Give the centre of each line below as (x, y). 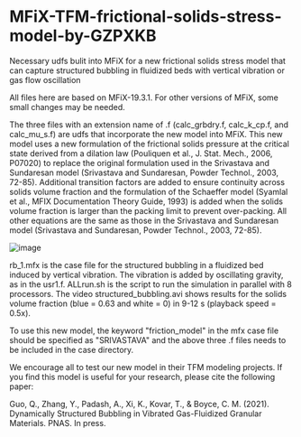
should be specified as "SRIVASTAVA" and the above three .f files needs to (148, 339)
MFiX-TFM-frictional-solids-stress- (146, 17)
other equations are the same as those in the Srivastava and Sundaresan (144, 220)
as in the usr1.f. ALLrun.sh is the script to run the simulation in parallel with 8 (151, 284)
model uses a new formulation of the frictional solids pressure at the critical (150, 144)
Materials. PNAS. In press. (58, 423)
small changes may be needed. (68, 107)
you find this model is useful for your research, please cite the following (142, 377)
